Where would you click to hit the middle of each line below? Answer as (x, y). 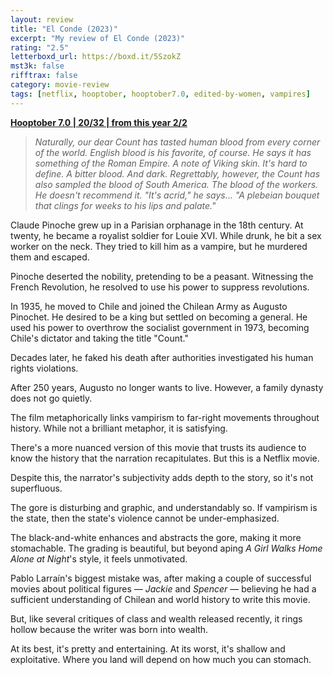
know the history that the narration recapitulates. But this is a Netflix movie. (165, 458)
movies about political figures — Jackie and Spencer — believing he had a (163, 588)
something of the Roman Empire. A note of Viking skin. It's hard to (171, 163)
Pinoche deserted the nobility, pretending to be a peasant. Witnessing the (162, 276)
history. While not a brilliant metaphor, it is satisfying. (119, 428)
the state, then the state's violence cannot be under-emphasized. (145, 518)
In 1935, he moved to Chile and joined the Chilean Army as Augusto (149, 306)
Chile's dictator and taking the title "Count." (99, 338)
